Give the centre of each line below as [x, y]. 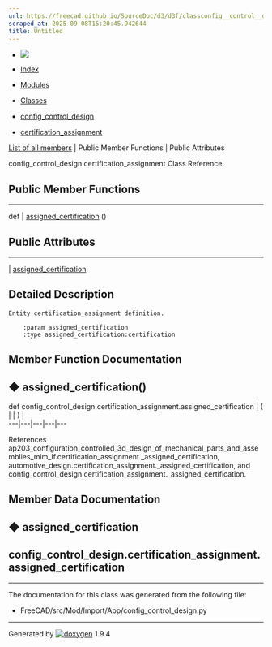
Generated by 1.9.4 [59, 633]
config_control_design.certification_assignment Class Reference [115, 164]
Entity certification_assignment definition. [86, 313]
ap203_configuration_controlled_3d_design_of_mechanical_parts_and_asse [134, 448]
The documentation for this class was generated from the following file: [127, 594]
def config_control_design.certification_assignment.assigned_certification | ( [136, 407]
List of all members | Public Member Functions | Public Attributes [117, 148]
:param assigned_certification [76, 327]
